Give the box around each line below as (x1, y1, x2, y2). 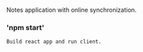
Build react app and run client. (6, 38, 102, 45)
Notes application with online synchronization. (6, 6, 137, 14)
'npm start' (6, 23, 45, 32)
